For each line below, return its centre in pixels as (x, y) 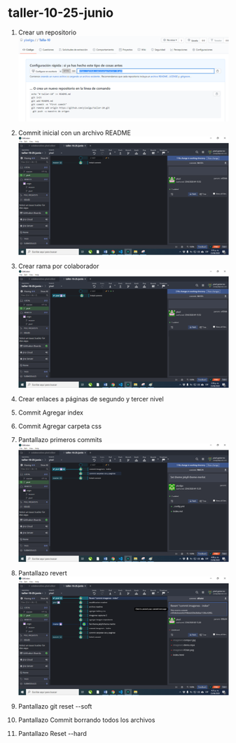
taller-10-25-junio (61, 13)
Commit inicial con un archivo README (75, 133)
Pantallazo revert (42, 573)
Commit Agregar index (50, 413)
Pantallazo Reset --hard (52, 733)
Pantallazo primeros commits (60, 440)
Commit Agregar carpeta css (60, 427)
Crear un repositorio (47, 32)
